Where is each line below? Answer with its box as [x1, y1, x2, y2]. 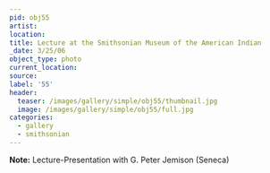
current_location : [9, 64, 78, 73]
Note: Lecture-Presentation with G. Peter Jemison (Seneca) [9, 154, 230, 165]
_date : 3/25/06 [9, 47, 66, 56]
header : [9, 88, 38, 97]
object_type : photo [9, 55, 82, 64]
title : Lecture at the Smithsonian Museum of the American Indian [9, 38, 262, 48]
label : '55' [9, 80, 54, 89]
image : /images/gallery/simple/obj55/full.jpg [17, 105, 194, 114]
